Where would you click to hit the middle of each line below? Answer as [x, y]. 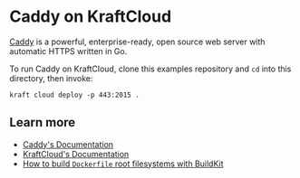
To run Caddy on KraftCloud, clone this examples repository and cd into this [150, 69]
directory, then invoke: [51, 78]
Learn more [43, 122]
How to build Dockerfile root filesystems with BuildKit [123, 164]
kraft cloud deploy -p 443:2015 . [75, 95]
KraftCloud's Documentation [76, 154]
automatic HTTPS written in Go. [68, 51]
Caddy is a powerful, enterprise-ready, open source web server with [137, 42]
